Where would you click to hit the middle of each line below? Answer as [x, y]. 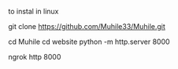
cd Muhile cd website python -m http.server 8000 [89, 42]
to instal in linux [33, 11]
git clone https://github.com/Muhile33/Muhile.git [87, 26]
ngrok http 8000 [35, 57]
